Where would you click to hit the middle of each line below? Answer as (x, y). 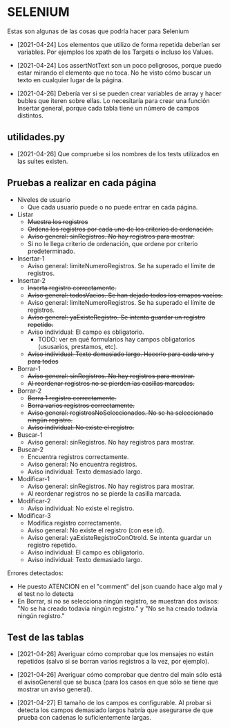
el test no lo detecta (45, 594)
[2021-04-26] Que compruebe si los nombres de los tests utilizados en (118, 153)
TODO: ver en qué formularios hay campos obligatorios (116, 339)
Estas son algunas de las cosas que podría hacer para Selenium (98, 31)
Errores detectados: (36, 573)
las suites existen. (42, 161)
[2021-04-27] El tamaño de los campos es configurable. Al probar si (114, 703)
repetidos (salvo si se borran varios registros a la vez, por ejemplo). (113, 662)
